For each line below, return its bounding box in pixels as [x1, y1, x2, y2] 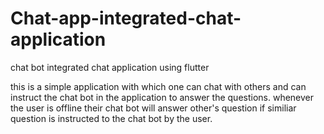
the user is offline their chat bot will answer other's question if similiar [10, 102, 297, 114]
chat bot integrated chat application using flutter [10, 61, 210, 73]
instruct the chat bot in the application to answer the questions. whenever [10, 91, 315, 103]
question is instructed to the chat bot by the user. [10, 112, 213, 124]
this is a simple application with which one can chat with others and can [10, 80, 307, 92]
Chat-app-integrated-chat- [10, 7, 242, 30]
